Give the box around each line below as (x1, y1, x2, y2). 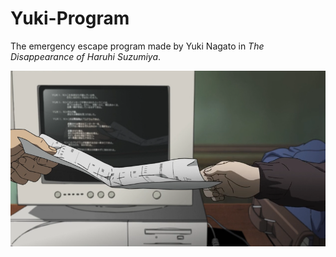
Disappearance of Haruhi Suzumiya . (10, 50, 162, 62)
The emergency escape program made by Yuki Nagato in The (10, 40, 265, 52)
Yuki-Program (10, 7, 130, 30)
